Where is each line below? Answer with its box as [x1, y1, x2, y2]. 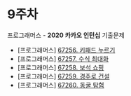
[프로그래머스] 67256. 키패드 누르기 [17, 46, 116, 54]
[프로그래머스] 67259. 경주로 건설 [17, 71, 110, 81]
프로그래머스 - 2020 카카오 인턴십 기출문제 [7, 31, 125, 39]
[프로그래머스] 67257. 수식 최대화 [17, 54, 109, 63]
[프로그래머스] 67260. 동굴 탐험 [17, 81, 104, 89]
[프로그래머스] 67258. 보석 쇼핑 [17, 63, 104, 71]
